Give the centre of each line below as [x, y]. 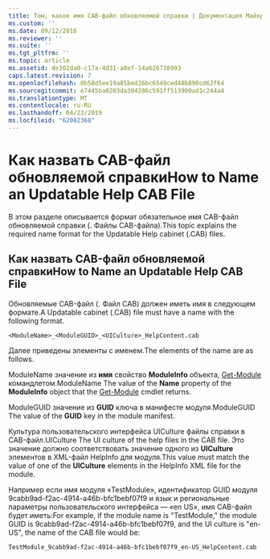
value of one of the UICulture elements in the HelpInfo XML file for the [125, 465]
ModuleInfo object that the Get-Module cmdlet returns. [100, 392]
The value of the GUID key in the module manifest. [92, 416]
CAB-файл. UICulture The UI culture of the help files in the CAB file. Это [127, 440]
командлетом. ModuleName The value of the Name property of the [120, 383]
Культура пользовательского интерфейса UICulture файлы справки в [127, 431]
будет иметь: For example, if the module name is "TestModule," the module [133, 515]
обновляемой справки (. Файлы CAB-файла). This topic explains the [123, 225]
